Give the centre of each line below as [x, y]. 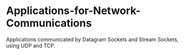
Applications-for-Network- [73, 11]
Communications [49, 23]
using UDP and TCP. [31, 46]
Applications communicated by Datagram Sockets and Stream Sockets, [93, 39]
